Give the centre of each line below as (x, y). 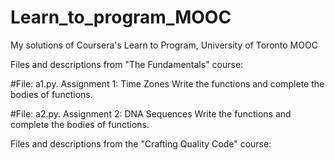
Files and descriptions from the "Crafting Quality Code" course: (141, 143)
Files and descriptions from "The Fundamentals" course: (127, 64)
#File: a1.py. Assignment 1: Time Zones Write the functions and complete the (167, 83)
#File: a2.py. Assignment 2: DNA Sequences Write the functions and (151, 113)
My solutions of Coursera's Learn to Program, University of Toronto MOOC (164, 45)
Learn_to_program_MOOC (121, 17)
